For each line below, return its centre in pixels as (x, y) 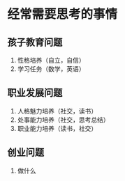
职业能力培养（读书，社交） (57, 128)
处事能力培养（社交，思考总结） (63, 120)
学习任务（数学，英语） (51, 69)
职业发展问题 (35, 93)
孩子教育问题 (35, 42)
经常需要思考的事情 (62, 14)
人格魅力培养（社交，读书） (57, 111)
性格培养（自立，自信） (51, 60)
